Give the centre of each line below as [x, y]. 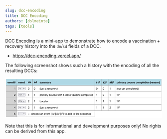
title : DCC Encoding [27, 16]
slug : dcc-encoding [25, 10]
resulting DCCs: [21, 71]
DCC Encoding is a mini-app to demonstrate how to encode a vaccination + [83, 41]
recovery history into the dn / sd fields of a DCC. [53, 46]
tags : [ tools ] [20, 26]
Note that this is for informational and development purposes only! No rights [83, 126]
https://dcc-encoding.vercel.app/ [47, 56]
